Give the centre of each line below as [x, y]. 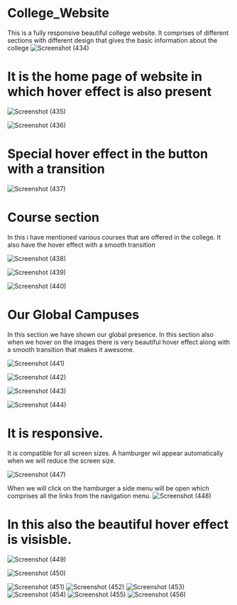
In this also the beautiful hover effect [118, 524]
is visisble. [40, 539]
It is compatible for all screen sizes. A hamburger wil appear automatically [115, 453]
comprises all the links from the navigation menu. [79, 496]
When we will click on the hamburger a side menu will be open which [108, 488]
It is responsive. [55, 433]
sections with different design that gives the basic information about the [112, 40]
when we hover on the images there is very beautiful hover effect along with [119, 342]
